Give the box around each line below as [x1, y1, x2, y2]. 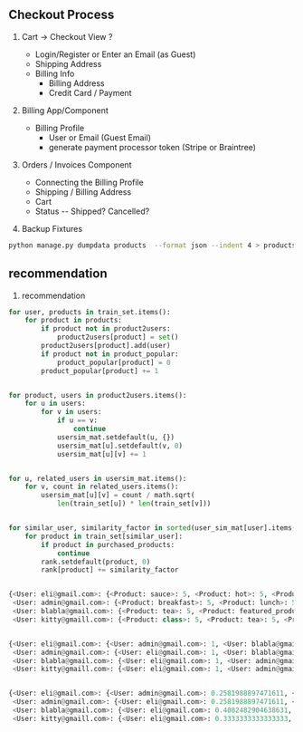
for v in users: [41, 408, 102, 417]
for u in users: [24, 399, 87, 409]
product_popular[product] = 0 [56, 358, 171, 367]
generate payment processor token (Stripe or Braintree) [48, 141, 257, 152]
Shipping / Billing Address [34, 186, 132, 197]
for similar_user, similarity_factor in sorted [8, 524, 192, 533]
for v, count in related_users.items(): [24, 482, 179, 492]
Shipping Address [34, 58, 102, 69]
